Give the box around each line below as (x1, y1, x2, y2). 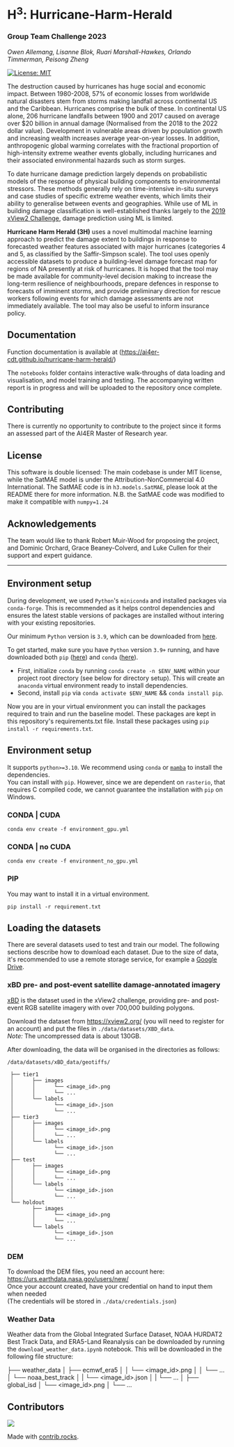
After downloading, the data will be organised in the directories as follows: (7, 1045, 220, 1053)
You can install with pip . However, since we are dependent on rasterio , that (7, 777, 226, 786)
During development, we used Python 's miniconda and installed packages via (7, 596, 227, 605)
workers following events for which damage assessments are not (7, 294, 194, 302)
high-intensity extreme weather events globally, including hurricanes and (7, 148, 217, 157)
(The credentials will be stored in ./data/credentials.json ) (7, 1297, 177, 1305)
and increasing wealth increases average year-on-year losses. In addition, (7, 134, 220, 142)
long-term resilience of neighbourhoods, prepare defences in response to (7, 279, 219, 288)
